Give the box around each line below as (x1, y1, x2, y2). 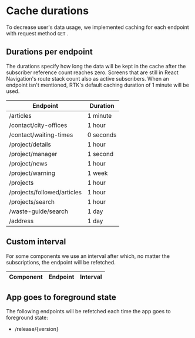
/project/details (9, 140, 51, 148)
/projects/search (9, 197, 55, 206)
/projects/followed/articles (9, 188, 82, 196)
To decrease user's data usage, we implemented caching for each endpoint (6, 24, 189, 31)
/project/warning (9, 169, 56, 177)
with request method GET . (6, 29, 69, 37)
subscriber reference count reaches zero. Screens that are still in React (6, 69, 179, 76)
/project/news (9, 159, 48, 167)
